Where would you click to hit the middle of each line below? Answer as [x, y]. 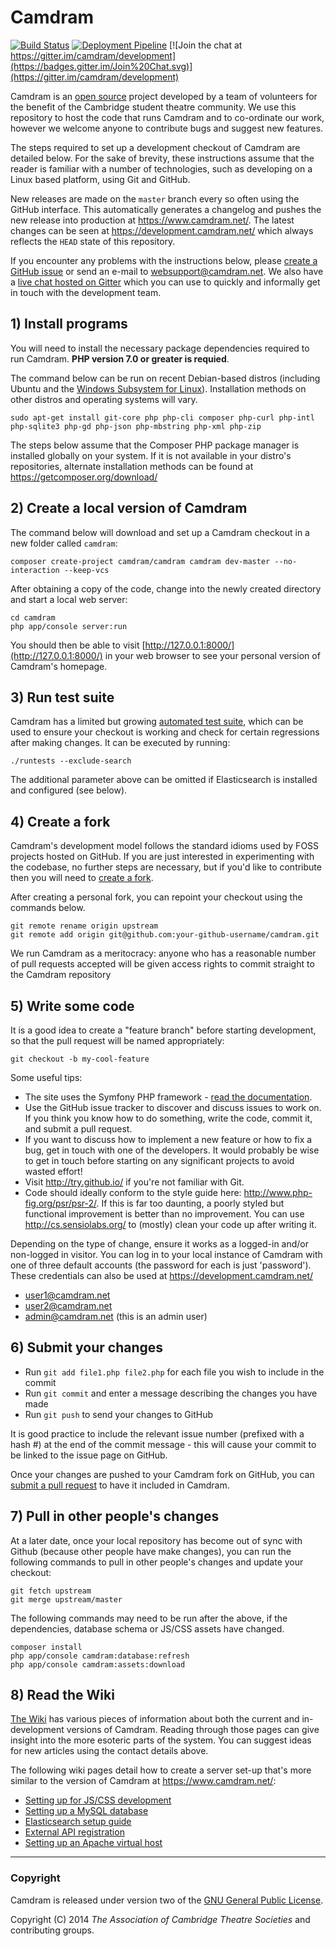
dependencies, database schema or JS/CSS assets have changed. [147, 1628]
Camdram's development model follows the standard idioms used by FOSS [165, 846]
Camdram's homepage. [59, 666]
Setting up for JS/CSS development [98, 1800]
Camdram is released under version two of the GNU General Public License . [167, 1900]
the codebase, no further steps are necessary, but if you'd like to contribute [166, 867]
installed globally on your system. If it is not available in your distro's [151, 455]
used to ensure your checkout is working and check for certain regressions [165, 732]
